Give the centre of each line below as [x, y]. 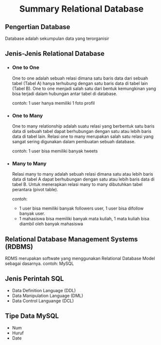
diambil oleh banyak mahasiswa [51, 224]
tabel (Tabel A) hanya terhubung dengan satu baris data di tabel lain [80, 83]
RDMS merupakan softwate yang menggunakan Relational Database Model [80, 259]
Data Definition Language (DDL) [44, 290]
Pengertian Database [38, 27]
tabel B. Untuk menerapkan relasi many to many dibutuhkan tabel [77, 184]
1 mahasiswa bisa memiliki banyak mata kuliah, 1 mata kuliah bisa [84, 219]
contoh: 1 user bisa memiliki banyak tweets [55, 151]
